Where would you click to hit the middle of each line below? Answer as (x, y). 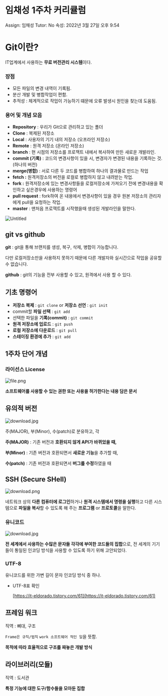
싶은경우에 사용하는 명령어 (51, 190)
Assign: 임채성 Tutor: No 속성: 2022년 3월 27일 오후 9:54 (62, 25)
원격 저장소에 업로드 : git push (43, 324)
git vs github (25, 234)
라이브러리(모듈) (29, 665)
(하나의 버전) (25, 165)
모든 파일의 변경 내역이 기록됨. (42, 88)
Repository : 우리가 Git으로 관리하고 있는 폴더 (58, 127)
